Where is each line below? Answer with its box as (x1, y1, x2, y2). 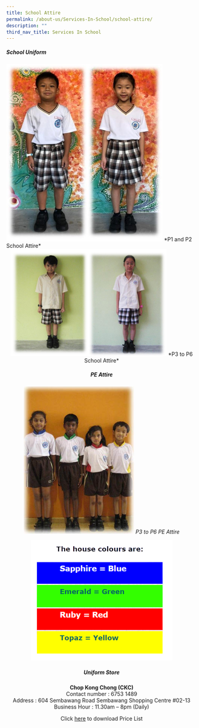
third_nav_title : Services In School (6, 29, 102, 35)
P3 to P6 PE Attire (135, 528, 180, 536)
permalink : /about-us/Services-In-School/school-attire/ (6, 16, 153, 22)
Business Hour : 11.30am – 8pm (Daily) (54, 703, 149, 710)
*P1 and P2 (163, 236, 192, 243)
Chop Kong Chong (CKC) (69, 684, 134, 691)
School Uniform (6, 48, 47, 56)
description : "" (6, 22, 47, 28)
